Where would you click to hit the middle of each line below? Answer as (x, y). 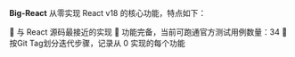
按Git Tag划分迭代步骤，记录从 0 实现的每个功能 (97, 43)
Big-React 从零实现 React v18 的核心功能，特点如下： (108, 13)
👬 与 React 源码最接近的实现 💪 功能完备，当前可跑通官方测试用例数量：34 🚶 (148, 32)
